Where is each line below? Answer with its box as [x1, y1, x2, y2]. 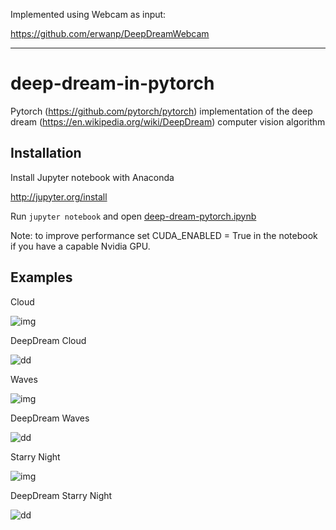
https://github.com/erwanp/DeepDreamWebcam [10, 28, 210, 39]
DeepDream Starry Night [10, 489, 113, 501]
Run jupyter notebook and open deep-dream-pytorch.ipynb [10, 210, 257, 222]
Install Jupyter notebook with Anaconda [10, 171, 175, 183]
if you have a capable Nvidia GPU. [10, 240, 151, 252]
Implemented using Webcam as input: [10, 9, 167, 20]
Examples [10, 269, 73, 286]
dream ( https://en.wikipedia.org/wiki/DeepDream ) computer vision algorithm [10, 115, 326, 128]
